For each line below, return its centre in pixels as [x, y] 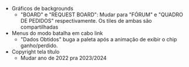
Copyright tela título [36, 52]
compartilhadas [39, 27]
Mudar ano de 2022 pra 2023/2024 [63, 58]
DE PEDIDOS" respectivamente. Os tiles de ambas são [86, 21]
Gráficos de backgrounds [42, 8]
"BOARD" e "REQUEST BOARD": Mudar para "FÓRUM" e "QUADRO [102, 15]
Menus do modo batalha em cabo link [57, 33]
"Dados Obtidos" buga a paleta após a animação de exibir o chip [99, 39]
